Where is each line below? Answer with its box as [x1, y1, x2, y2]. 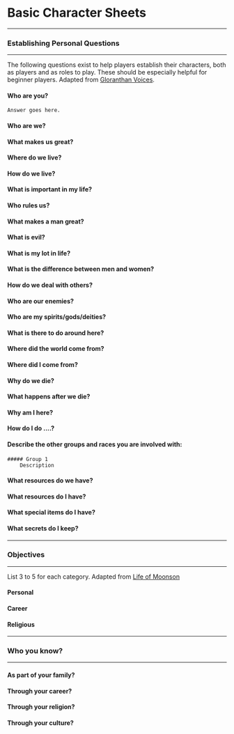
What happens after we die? [7, 392, 91, 401]
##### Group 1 [7, 455, 49, 462]
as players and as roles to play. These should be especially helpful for [7, 68, 208, 77]
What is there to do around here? [7, 329, 104, 337]
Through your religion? [7, 703, 75, 711]
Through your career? [7, 687, 72, 695]
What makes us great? [7, 137, 74, 146]
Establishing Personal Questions [7, 38, 120, 48]
